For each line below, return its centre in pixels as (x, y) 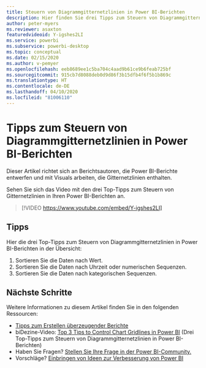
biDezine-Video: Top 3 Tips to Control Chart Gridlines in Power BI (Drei (105, 332)
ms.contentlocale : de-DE (38, 86)
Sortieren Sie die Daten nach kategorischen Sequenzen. (86, 273)
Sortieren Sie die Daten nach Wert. (59, 260)
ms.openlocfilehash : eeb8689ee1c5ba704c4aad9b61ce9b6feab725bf (89, 69)
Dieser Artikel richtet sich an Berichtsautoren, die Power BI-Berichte (92, 171)
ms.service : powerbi (33, 40)
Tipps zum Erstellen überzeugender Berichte (72, 326)
